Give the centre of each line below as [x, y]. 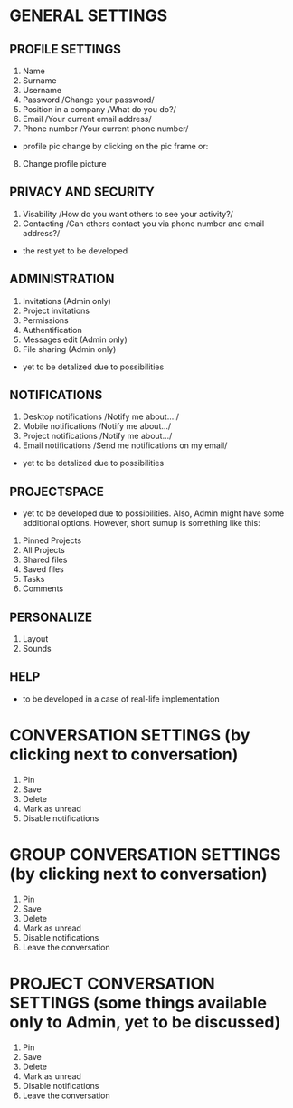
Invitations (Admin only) [66, 301]
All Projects [43, 550]
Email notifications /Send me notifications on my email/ [125, 445]
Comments [43, 588]
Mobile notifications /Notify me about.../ [97, 426]
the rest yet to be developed [75, 251]
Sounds [37, 649]
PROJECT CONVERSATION [112, 984]
